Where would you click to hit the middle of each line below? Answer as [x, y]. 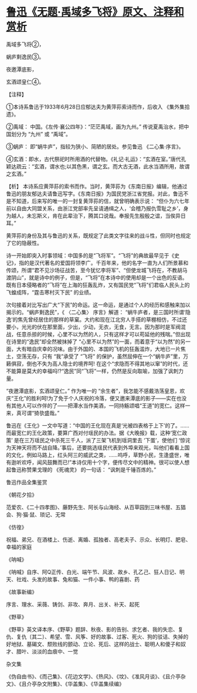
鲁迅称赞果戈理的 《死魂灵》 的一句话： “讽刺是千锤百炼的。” [84, 469]
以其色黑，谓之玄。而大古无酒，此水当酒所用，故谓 [128, 166]
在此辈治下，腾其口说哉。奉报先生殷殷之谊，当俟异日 [121, 215]
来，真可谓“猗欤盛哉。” [33, 413]
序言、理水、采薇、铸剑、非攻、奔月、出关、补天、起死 [73, 604]
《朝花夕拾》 [21, 495]
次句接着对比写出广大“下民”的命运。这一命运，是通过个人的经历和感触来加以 [98, 304]
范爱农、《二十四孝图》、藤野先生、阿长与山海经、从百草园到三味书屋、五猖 [96, 507]
